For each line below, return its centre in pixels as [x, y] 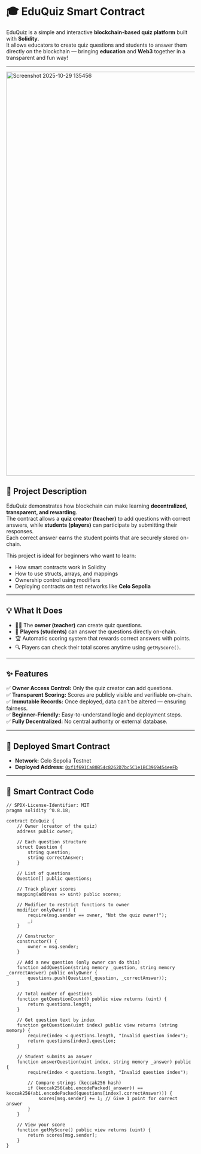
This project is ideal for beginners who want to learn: [71, 555]
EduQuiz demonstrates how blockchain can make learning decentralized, [97, 506]
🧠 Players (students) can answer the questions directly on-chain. [96, 631]
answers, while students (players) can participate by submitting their [92, 525]
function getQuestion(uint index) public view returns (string [98, 1025]
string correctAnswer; [56, 858]
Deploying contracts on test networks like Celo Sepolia [83, 586]
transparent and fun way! [37, 57]
